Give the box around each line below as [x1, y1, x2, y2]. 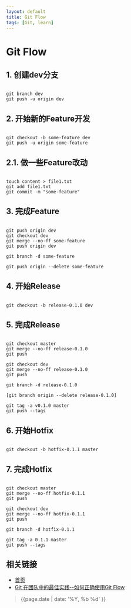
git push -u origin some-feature [6, 140, 88, 146]
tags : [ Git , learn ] [6, 19, 54, 25]
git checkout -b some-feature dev [6, 135, 91, 141]
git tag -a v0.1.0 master [6, 403, 69, 409]
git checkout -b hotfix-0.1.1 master [6, 446, 99, 453]
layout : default [6, 8, 46, 15]
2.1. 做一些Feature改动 [6, 157, 88, 167]
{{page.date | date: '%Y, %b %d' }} [20, 595, 106, 602]
